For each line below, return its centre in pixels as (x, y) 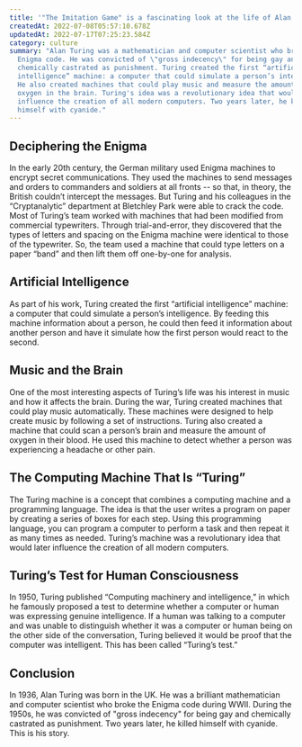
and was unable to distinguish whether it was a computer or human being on (151, 625)
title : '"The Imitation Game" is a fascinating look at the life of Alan (151, 18)
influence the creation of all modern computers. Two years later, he (152, 101)
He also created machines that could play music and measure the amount (156, 85)
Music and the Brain (67, 370)
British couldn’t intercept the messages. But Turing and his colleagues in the (150, 197)
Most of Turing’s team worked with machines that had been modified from (147, 216)
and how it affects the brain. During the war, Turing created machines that (146, 401)
